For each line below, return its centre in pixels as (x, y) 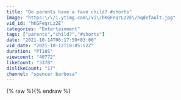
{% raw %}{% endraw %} (39, 91)
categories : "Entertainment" (43, 29)
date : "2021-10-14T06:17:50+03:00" (51, 40)
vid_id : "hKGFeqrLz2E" (35, 23)
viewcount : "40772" (31, 57)
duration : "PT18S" (30, 52)
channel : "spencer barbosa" (42, 74)
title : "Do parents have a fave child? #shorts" (69, 12)
